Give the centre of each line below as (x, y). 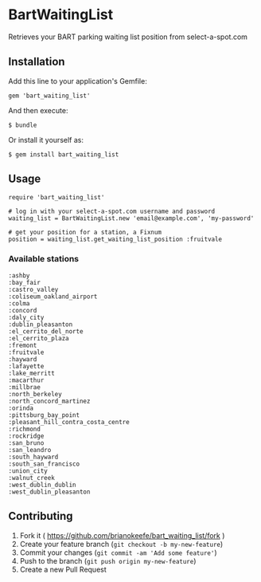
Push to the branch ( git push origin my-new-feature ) (108, 560)
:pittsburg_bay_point (44, 415)
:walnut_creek (32, 478)
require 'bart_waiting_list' (56, 197)
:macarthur (26, 380)
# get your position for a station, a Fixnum (85, 232)
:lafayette (26, 366)
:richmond (25, 429)
